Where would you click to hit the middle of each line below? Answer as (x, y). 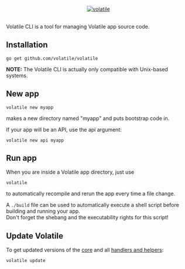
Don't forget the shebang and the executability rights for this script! (87, 218)
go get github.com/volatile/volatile (52, 58)
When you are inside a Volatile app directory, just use (70, 172)
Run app (21, 158)
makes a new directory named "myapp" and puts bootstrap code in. (88, 118)
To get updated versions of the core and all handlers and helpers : (85, 250)
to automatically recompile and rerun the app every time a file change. (91, 194)
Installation (27, 45)
